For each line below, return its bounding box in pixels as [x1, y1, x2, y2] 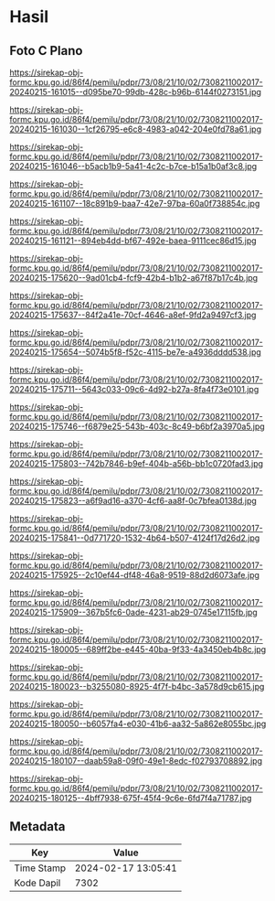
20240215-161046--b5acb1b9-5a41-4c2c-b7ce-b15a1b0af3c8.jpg [9, 161, 258, 171]
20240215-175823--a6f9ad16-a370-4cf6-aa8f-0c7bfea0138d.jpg [9, 496, 258, 506]
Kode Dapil [14, 876, 61, 889]
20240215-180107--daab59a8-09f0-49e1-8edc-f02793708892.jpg [9, 756, 263, 766]
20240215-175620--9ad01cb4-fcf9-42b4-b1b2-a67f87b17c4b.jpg [9, 273, 259, 283]
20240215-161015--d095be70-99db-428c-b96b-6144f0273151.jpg [9, 87, 262, 97]
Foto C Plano [9, 43, 83, 59]
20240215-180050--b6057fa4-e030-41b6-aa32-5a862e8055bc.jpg [9, 718, 267, 729]
